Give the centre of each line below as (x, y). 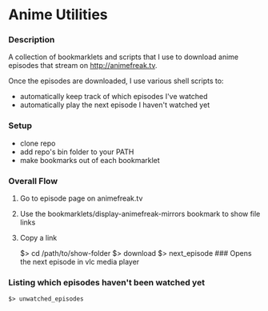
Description (32, 40)
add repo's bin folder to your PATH (77, 152)
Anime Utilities (58, 15)
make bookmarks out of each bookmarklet (90, 160)
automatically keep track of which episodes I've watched (114, 97)
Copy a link (38, 238)
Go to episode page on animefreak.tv (81, 198)
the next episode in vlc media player (80, 262)
